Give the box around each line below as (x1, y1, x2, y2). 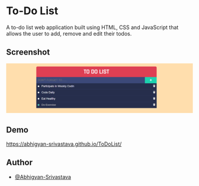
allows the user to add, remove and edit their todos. (6, 30, 132, 37)
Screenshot (6, 47, 50, 57)
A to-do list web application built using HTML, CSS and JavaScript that (6, 24, 179, 31)
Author (6, 158, 33, 168)
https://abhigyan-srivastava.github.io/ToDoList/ (6, 140, 122, 147)
